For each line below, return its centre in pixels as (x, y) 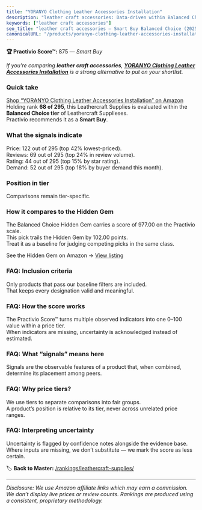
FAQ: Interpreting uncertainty (50, 430)
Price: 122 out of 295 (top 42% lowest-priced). (64, 148)
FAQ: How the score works (46, 306)
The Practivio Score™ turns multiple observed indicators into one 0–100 (94, 319)
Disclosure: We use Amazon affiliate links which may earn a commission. (97, 488)
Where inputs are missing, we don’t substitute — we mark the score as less (99, 450)
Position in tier (28, 183)
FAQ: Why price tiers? (39, 389)
